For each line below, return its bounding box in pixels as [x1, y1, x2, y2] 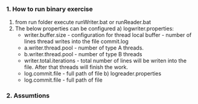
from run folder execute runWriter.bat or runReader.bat [14, 19, 152, 26]
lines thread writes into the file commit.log [24, 38, 129, 45]
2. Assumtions [6, 91, 50, 100]
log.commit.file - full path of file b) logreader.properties [24, 70, 162, 77]
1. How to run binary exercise [6, 5, 93, 13]
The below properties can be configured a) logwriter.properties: [14, 25, 174, 32]
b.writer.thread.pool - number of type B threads [24, 51, 142, 58]
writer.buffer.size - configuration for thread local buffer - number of [24, 31, 192, 39]
